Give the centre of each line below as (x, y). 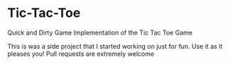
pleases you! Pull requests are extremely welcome (81, 54)
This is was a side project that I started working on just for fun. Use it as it (115, 46)
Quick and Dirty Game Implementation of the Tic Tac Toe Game (100, 32)
